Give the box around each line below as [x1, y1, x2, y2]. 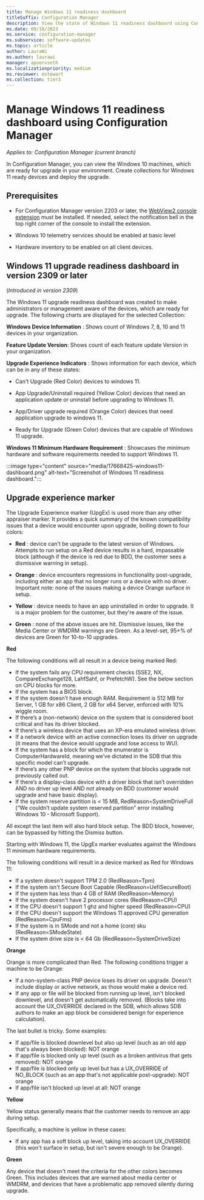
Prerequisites [6, 191, 58, 201]
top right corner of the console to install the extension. [15, 220, 152, 227]
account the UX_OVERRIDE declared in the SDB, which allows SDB [15, 1002, 182, 1009]
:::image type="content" [6, 462, 67, 469]
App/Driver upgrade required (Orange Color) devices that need [15, 407, 173, 415]
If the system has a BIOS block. [15, 688, 93, 695]
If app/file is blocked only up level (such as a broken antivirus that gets [15, 1051, 192, 1059]
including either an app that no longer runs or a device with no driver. [15, 577, 188, 585]
